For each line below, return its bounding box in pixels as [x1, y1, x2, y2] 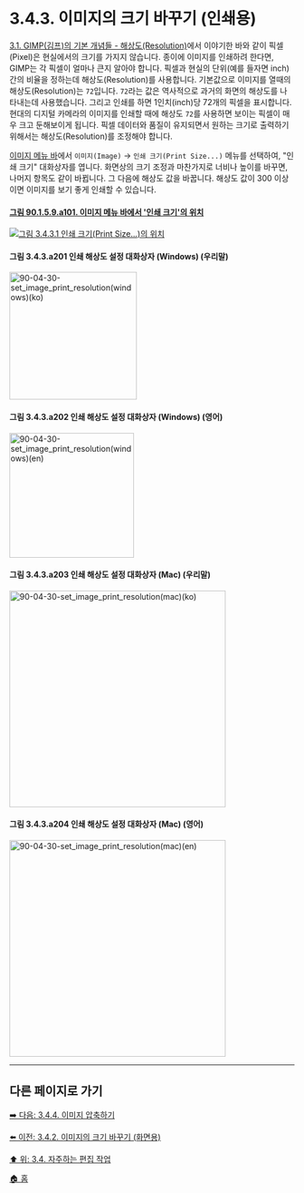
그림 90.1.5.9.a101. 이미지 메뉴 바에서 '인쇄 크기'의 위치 [9, 206, 204, 218]
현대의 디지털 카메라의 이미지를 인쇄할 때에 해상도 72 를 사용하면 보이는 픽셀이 [9, 108, 280, 119]
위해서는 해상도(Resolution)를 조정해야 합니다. [9, 131, 174, 142]
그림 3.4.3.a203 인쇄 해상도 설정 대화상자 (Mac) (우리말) [9, 569, 211, 581]
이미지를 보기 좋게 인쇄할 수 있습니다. [25, 183, 157, 195]
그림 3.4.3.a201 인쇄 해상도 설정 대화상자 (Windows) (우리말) [9, 250, 229, 261]
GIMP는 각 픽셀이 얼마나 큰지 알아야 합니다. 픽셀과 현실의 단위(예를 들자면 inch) [9, 63, 290, 73]
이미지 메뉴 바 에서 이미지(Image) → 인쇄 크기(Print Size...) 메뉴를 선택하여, [9, 150, 281, 161]
